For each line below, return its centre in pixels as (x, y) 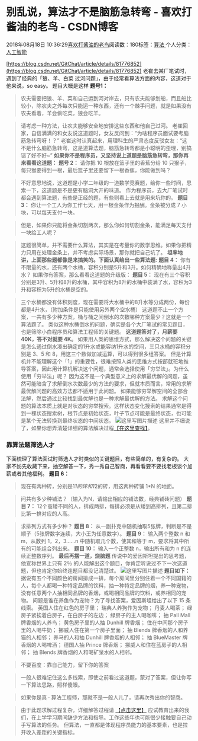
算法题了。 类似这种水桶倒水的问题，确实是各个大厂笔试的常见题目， (104, 324)
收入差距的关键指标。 (52, 732)
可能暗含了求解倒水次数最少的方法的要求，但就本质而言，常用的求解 (109, 384)
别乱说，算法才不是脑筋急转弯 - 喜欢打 (99, 12)
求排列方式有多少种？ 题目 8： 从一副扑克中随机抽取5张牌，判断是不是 (106, 526)
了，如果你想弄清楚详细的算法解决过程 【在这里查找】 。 (87, 428)
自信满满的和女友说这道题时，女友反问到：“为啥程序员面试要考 (107, 133)
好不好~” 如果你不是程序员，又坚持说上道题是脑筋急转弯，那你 (107, 155)
